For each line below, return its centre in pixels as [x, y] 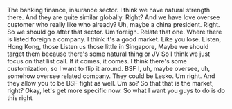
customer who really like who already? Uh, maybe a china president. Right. [114, 24]
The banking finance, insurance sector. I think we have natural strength [108, 10]
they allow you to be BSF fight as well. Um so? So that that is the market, [110, 83]
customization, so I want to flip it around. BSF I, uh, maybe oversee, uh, [108, 69]
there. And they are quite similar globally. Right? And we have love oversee [114, 17]
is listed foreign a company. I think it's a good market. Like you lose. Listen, [114, 39]
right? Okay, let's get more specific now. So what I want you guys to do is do [116, 90]
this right [20, 98]
